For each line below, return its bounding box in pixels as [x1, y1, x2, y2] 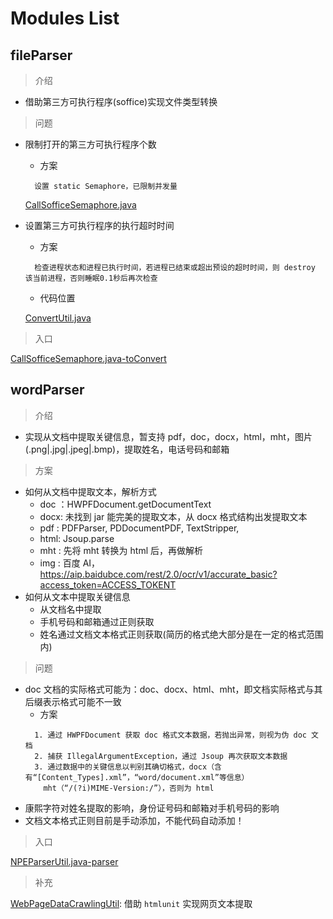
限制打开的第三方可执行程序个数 [24, 138, 157, 150]
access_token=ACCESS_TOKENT [39, 578, 177, 591]
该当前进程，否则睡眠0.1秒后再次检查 [24, 273, 158, 283]
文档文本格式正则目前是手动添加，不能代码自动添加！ [24, 814, 245, 826]
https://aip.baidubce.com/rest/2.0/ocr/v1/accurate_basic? [39, 568, 278, 580]
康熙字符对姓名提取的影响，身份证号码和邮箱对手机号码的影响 [24, 802, 280, 814]
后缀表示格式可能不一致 [24, 695, 122, 707]
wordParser [10, 382, 85, 399]
